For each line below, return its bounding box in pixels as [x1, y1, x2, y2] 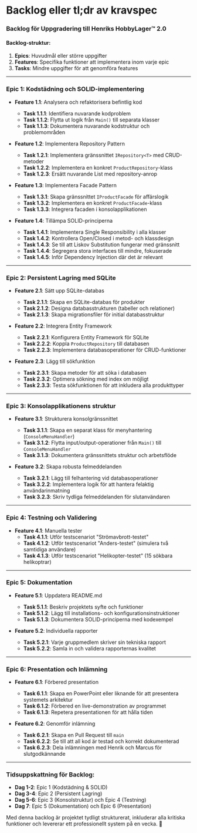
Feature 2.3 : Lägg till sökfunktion [14, 358, 96, 365]
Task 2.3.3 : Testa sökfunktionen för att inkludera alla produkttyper [23, 381, 184, 389]
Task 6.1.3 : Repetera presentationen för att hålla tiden [23, 709, 154, 716]
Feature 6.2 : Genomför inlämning [14, 720, 96, 728]
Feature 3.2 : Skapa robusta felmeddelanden [14, 463, 122, 470]
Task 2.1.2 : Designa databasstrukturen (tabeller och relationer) [23, 305, 175, 312]
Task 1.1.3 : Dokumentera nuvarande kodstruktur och [23, 122, 150, 130]
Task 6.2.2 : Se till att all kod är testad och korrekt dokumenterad [23, 738, 179, 745]
